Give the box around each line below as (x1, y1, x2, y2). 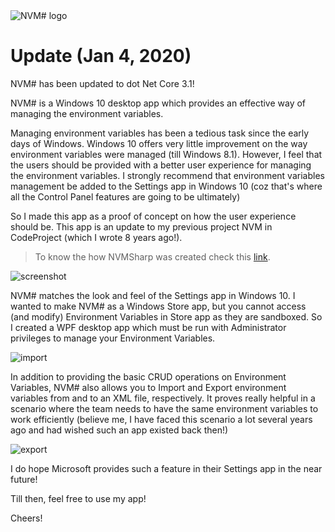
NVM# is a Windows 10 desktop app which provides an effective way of (10, 97, 307, 109)
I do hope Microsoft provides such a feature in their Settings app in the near (10, 462, 323, 474)
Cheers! (10, 512, 43, 524)
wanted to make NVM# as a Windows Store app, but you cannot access (10, 300, 307, 312)
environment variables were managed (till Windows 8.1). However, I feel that (10, 148, 323, 160)
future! (10, 473, 38, 485)
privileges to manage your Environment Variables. (10, 332, 216, 344)
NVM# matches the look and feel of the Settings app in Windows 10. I (10, 289, 296, 301)
